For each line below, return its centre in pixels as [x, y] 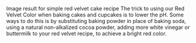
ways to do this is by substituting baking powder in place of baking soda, [96, 21]
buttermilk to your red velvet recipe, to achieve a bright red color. [86, 34]
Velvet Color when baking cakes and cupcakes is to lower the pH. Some [95, 15]
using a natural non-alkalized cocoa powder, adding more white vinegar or [98, 27]
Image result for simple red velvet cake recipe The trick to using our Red [95, 9]
